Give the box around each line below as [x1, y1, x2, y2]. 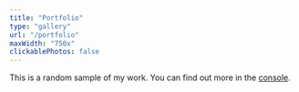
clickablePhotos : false [9, 47, 100, 56]
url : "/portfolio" [9, 30, 79, 39]
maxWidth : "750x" [9, 38, 76, 48]
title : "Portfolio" [9, 13, 84, 23]
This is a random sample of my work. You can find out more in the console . [9, 72, 292, 83]
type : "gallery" [9, 22, 71, 31]
